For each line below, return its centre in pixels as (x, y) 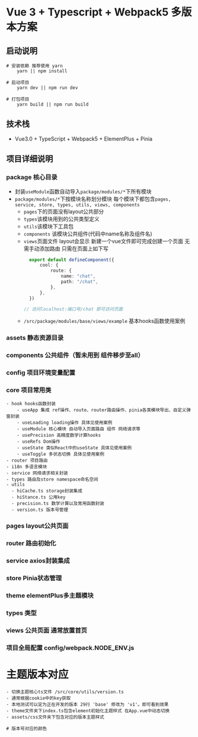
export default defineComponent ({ (71, 260)
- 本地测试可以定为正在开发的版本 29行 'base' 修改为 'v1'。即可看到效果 (87, 704)
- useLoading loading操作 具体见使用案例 (65, 423)
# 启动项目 (18, 82)
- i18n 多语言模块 (27, 467)
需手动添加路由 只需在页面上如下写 (66, 248)
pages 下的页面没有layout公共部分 (64, 211)
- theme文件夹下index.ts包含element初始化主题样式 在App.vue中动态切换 (88, 711)
